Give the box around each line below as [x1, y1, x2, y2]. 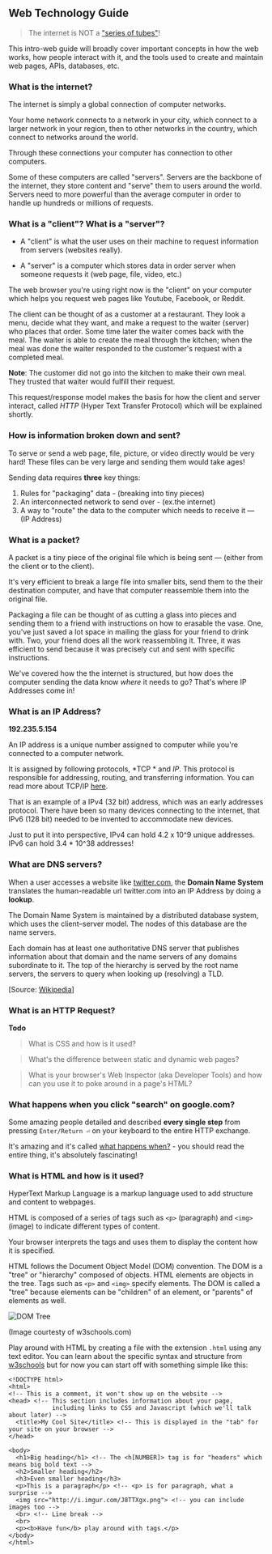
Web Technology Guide [8, 6, 130, 20]
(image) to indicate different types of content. [8, 1221, 160, 1231]
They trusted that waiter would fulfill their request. [8, 376, 176, 387]
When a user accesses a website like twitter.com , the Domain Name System [8, 877, 264, 887]
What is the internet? [8, 81, 93, 92]
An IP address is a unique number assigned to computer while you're [8, 740, 239, 749]
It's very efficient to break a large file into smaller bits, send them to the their [8, 577, 263, 586]
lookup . [8, 894, 35, 904]
